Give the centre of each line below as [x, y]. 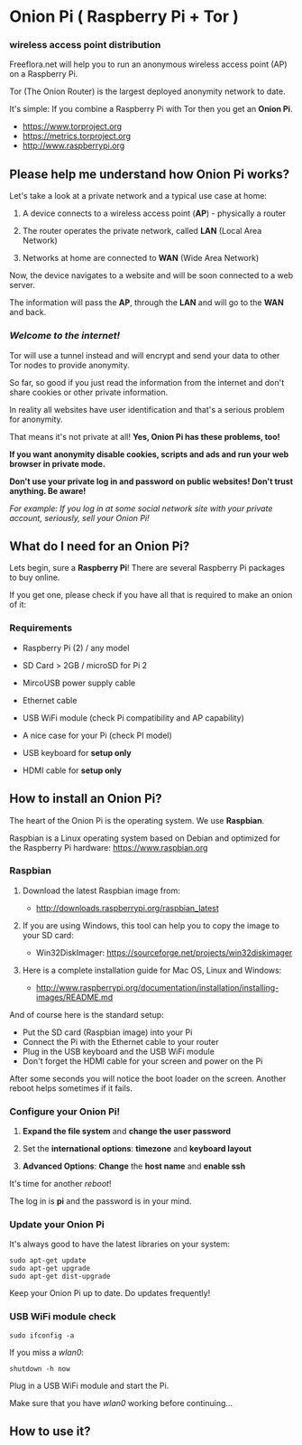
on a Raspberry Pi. [44, 74]
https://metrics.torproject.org [77, 136]
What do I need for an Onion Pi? [100, 546]
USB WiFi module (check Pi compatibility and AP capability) [133, 718]
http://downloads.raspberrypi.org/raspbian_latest [127, 908]
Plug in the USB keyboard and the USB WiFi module [118, 1051]
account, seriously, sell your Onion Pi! [80, 517]
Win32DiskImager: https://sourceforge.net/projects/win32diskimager [164, 952]
